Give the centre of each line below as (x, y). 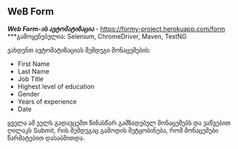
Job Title (30, 79)
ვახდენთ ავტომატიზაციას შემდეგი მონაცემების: (79, 50)
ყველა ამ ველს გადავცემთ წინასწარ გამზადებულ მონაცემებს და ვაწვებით (119, 123)
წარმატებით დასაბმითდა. (46, 138)
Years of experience (47, 101)
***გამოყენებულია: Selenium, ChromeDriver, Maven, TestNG (97, 36)
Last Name (33, 71)
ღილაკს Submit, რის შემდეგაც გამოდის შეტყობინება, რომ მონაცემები (113, 130)
